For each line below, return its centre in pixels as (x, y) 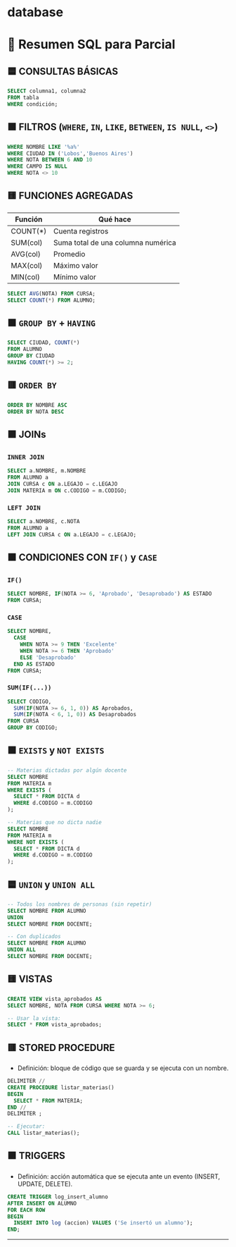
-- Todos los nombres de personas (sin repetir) (80, 904)
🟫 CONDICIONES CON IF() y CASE (83, 557)
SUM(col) (27, 242)
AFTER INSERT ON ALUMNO (42, 1203)
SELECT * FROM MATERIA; (48, 1100)
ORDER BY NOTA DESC (36, 412)
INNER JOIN (26, 457)
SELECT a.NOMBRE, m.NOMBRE (47, 471)
